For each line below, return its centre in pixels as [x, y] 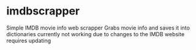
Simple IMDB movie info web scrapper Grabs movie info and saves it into [98, 28]
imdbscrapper [43, 11]
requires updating [29, 40]
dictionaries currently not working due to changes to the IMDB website [96, 34]
